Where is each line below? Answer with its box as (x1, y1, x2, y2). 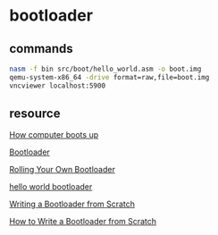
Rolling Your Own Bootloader (9, 164, 116, 175)
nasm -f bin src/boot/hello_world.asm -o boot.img (9, 64, 202, 73)
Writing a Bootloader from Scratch (9, 198, 136, 210)
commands (9, 41, 73, 56)
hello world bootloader (9, 181, 93, 192)
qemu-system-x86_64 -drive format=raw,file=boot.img (9, 72, 210, 81)
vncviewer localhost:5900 (9, 81, 105, 90)
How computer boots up (9, 130, 99, 140)
